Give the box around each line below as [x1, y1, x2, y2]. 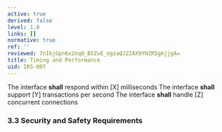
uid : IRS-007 [7, 63, 46, 70]
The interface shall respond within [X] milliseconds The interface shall [7, 82, 215, 91]
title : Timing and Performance [7, 57, 101, 64]
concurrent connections [7, 97, 79, 106]
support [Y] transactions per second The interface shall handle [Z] [7, 90, 203, 99]
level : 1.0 [7, 23, 40, 31]
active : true [7, 10, 46, 18]
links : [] [7, 30, 37, 38]
